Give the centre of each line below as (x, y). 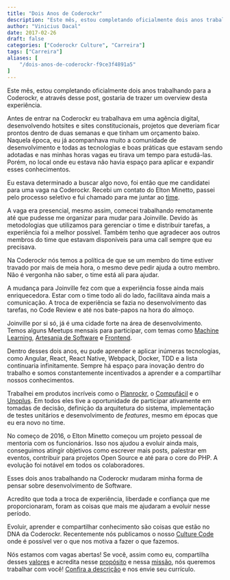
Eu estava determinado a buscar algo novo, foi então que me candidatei (108, 182)
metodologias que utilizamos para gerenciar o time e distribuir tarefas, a (108, 225)
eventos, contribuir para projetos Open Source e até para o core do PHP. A (112, 457)
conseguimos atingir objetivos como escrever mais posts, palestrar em (107, 450)
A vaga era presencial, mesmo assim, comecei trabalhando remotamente (110, 210)
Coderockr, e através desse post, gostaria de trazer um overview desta (107, 97)
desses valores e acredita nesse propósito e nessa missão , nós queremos (111, 561)
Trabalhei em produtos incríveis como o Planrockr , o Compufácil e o (103, 393)
